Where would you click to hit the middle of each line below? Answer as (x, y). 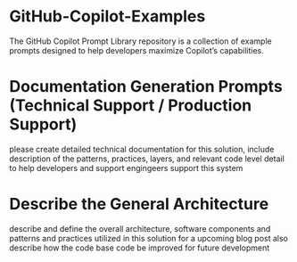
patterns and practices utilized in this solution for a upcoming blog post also (148, 238)
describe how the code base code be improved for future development (140, 248)
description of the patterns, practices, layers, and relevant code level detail (147, 159)
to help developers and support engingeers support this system (126, 168)
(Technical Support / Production (131, 106)
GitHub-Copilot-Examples (107, 16)
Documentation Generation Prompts (146, 87)
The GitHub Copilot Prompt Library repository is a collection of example (140, 41)
